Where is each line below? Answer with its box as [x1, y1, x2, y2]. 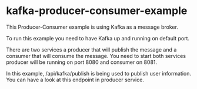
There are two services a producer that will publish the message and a [6, 46, 177, 53]
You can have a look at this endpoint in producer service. [6, 76, 144, 83]
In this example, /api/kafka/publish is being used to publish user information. [6, 70, 192, 77]
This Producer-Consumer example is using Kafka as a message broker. [6, 23, 178, 30]
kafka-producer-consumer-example [6, 4, 188, 18]
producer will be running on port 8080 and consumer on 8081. [6, 59, 158, 66]
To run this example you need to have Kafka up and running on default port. [6, 35, 190, 42]
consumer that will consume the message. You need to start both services [6, 52, 186, 59]
